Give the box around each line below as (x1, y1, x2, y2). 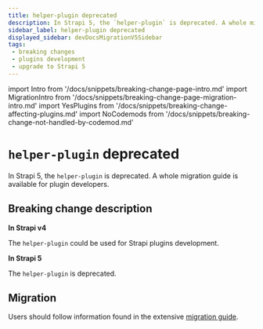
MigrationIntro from (8, 92, 71, 102)
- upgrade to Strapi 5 (11, 63, 86, 71)
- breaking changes (11, 48, 76, 56)
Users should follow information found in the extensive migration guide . (8, 312, 239, 322)
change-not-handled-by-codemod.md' (8, 117, 135, 126)
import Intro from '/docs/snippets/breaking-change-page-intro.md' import (8, 84, 248, 93)
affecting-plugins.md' (8, 109, 78, 119)
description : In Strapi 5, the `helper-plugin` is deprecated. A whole (8, 19, 247, 27)
